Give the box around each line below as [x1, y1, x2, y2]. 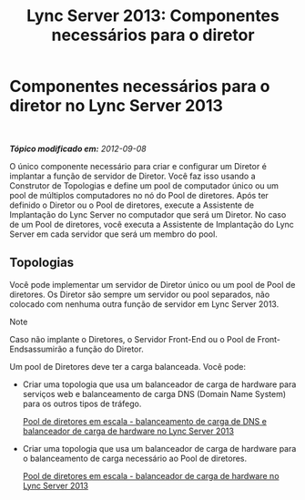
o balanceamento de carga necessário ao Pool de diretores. [22, 453, 248, 464]
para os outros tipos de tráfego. [22, 398, 142, 409]
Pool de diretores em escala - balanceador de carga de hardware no [22, 470, 280, 481]
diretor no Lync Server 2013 [9, 96, 223, 117]
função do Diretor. [76, 343, 144, 354]
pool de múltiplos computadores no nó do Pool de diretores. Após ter [9, 189, 269, 200]
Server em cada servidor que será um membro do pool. [9, 229, 219, 240]
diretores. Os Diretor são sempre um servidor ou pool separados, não [9, 289, 270, 300]
